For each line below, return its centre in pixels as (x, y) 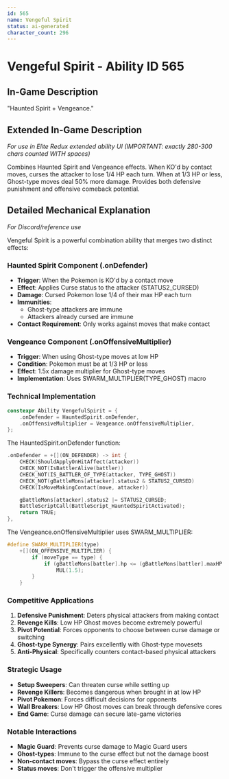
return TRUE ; (38, 513)
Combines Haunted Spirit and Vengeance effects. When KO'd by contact (110, 167)
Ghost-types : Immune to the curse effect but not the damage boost (113, 754)
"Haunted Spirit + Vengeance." (50, 108)
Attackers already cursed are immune (80, 317)
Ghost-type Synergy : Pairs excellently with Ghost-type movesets (110, 644)
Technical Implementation (51, 397)
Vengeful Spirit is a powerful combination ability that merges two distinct (110, 240)
